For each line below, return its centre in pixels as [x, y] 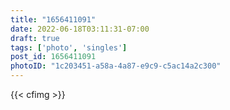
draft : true [35, 38]
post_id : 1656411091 [53, 57]
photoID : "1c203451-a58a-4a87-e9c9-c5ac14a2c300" [116, 66]
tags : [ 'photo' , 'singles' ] [69, 47]
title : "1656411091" [53, 19]
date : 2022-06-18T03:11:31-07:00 [80, 29]
